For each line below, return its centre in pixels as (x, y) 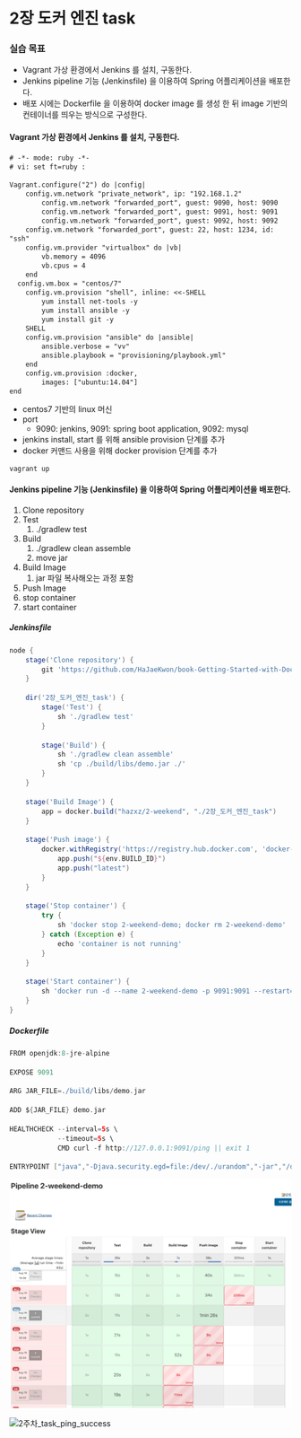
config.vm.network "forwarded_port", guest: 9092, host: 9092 (160, 221)
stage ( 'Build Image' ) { (70, 802)
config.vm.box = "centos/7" (70, 284)
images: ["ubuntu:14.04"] (90, 382)
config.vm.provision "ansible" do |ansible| (110, 338)
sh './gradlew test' (95, 716)
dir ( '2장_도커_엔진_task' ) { (75, 698)
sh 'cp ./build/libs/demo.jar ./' (121, 764)
